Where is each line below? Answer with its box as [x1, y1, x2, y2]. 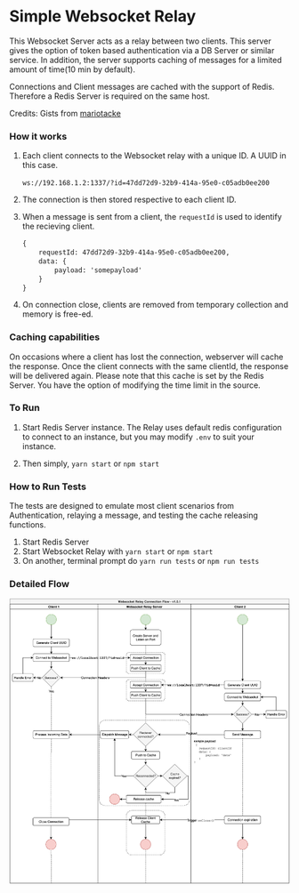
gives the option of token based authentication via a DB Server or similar [9, 44, 275, 55]
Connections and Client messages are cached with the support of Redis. [9, 81, 275, 92]
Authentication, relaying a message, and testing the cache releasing [9, 510, 258, 521]
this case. [21, 160, 58, 171]
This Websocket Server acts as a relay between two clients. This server [9, 36, 271, 46]
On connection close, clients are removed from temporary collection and [21, 300, 289, 310]
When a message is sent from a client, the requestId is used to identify [21, 212, 282, 222]
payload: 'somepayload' [54, 266, 142, 275]
